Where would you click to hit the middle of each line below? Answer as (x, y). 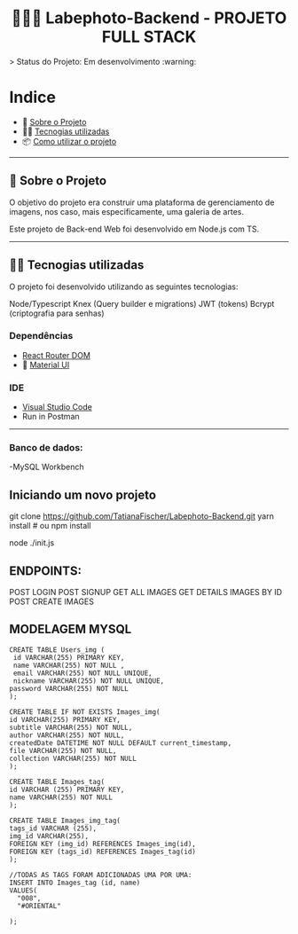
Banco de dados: (46, 448)
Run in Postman (51, 417)
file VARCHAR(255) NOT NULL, (63, 750)
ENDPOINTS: (46, 571)
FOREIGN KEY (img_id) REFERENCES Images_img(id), (103, 844)
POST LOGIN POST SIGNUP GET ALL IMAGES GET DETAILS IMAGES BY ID (145, 593)
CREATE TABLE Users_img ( (57, 650)
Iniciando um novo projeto (83, 494)
